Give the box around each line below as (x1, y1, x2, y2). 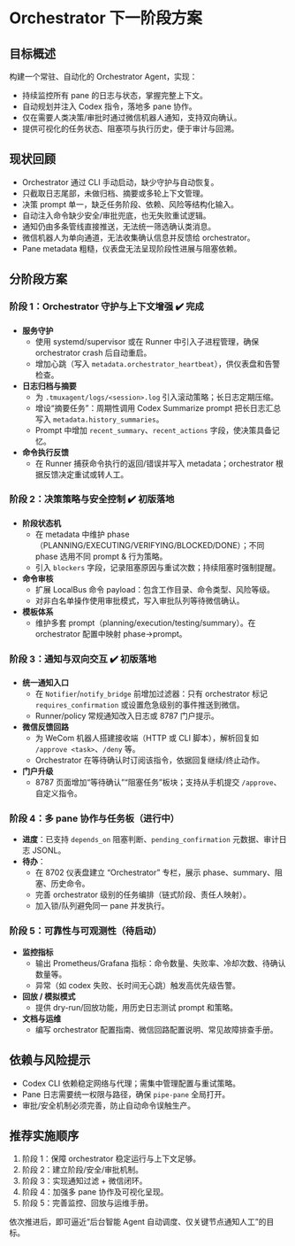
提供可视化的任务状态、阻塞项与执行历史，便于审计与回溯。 (21, 123, 239, 134)
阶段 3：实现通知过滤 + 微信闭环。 (21, 1175, 147, 1187)
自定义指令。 (34, 788, 82, 799)
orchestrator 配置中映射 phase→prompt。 (34, 628, 187, 638)
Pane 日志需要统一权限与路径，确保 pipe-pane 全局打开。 (21, 1088, 231, 1099)
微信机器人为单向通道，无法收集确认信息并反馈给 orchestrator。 (21, 232, 255, 243)
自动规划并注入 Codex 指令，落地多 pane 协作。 (21, 101, 197, 112)
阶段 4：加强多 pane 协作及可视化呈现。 (21, 1187, 169, 1197)
